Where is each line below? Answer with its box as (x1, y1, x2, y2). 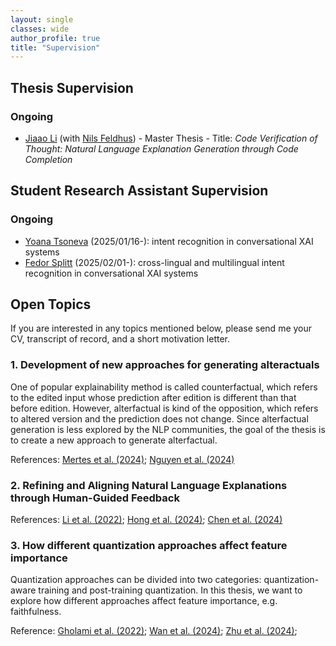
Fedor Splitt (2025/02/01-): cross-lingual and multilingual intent (24, 256, 285, 268)
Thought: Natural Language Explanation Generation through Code (24, 142, 299, 155)
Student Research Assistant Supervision (10, 182, 269, 200)
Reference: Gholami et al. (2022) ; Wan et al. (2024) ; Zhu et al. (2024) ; (10, 625, 298, 637)
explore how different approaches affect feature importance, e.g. (10, 595, 278, 607)
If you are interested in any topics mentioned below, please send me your (10, 322, 313, 335)
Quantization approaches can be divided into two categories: (10, 574, 262, 586)
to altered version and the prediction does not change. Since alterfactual (10, 412, 309, 425)
